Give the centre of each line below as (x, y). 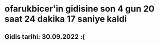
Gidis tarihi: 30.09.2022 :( (45, 37)
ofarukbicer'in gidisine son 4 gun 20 (79, 9)
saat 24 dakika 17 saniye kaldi (66, 19)
